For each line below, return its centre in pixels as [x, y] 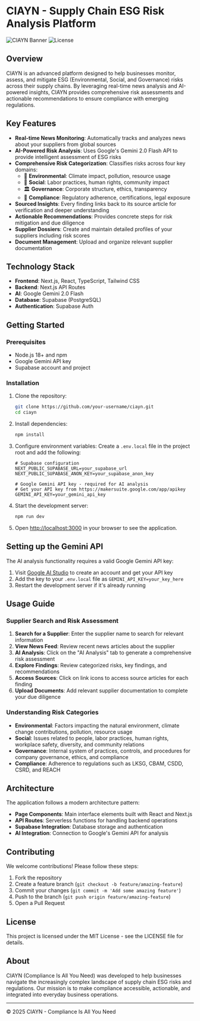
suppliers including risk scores [52, 235]
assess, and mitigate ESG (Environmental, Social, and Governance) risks [95, 79]
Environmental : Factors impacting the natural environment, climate [97, 725]
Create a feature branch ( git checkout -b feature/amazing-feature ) [99, 884]
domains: [26, 169]
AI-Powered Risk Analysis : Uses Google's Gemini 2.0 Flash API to [96, 151]
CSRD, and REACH [37, 770]
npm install [29, 435]
